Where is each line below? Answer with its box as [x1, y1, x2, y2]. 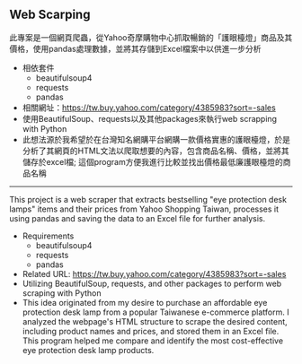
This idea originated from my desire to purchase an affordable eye [22, 297, 268, 308]
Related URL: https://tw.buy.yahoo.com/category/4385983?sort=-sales [22, 268, 287, 279]
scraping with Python [22, 287, 102, 299]
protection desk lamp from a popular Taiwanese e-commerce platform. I [22, 307, 289, 317]
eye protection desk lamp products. [22, 344, 155, 355]
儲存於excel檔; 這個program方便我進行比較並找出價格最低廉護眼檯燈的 [22, 156, 283, 167]
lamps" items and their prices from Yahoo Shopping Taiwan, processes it [9, 204, 280, 214]
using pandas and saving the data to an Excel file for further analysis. [9, 212, 266, 223]
